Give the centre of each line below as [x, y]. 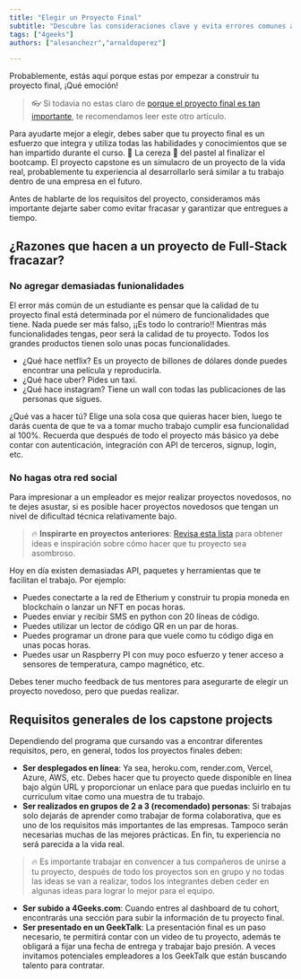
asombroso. [53, 554]
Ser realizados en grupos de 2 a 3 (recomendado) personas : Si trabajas [157, 806]
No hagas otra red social [64, 477]
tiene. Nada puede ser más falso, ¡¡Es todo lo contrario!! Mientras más [138, 324]
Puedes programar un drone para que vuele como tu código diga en [148, 636]
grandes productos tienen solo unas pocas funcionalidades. [120, 343]
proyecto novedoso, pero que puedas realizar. [94, 691]
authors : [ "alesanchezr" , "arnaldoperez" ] [88, 43]
